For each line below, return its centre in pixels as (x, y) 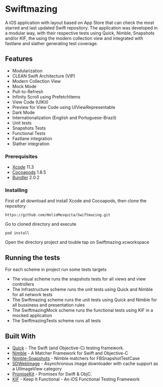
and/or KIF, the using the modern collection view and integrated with (74, 38)
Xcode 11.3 (23, 167)
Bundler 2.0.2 (26, 178)
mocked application (32, 315)
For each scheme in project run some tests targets (56, 270)
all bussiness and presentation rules (48, 305)
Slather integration (31, 144)
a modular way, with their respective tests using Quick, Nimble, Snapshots (80, 33)
